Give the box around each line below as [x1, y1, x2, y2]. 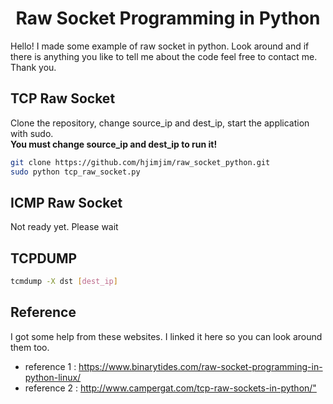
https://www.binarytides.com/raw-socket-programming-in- [78, 360, 323, 372]
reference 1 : [24, 360, 77, 372]
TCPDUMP [10, 250, 78, 267]
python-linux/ [24, 371, 82, 383]
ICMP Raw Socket [10, 194, 123, 211]
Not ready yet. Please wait [10, 221, 119, 233]
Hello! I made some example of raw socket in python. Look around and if [10, 40, 310, 52]
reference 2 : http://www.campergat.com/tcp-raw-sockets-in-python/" [24, 382, 317, 394]
